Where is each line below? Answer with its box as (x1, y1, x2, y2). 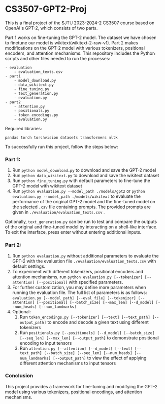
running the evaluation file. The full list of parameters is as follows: (12, 290, 147, 295)
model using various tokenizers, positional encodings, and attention (5, 389, 142, 395)
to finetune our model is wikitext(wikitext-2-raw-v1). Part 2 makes (5, 39, 138, 45)
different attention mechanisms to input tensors (19, 360, 116, 366)
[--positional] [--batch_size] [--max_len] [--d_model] (36, 300, 154, 305)
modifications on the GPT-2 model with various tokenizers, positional (5, 45, 145, 51)
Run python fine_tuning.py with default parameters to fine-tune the (12, 178, 150, 184)
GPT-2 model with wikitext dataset (12, 183, 82, 189)
